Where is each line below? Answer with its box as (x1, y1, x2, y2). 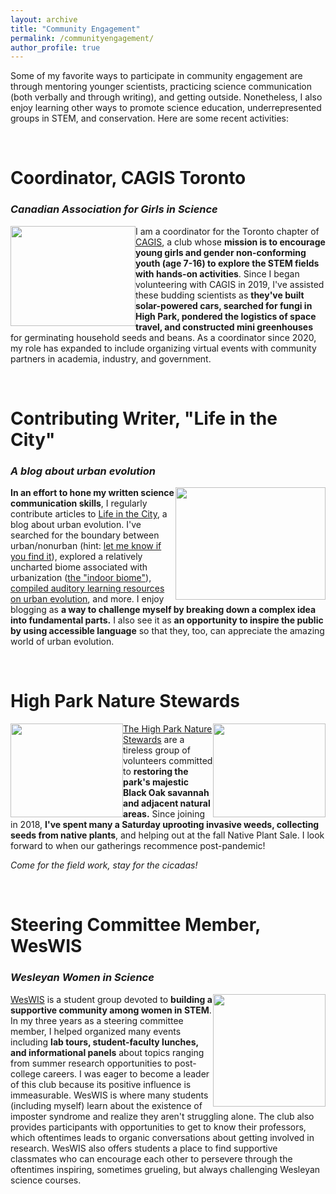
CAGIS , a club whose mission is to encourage (135, 236, 326, 248)
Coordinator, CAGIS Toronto (10, 167, 247, 190)
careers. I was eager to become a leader (43, 1067, 210, 1080)
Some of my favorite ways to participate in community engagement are (10, 70, 303, 82)
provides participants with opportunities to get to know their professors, (10, 1121, 307, 1133)
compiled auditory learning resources (10, 582, 165, 595)
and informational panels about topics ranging (10, 1046, 205, 1058)
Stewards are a (123, 734, 185, 746)
